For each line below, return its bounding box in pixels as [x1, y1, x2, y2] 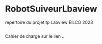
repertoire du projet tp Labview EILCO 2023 [5, 19, 93, 25]
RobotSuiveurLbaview [5, 3, 97, 15]
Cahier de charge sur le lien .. [5, 33, 65, 39]
